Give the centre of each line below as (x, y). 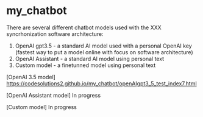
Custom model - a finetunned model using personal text (85, 65)
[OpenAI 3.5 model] (31, 77)
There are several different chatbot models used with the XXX (84, 27)
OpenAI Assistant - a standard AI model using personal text (90, 58)
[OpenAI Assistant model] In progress (54, 95)
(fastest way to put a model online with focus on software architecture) (104, 52)
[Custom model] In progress (42, 107)
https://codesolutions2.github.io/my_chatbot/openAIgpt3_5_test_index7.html (101, 83)
